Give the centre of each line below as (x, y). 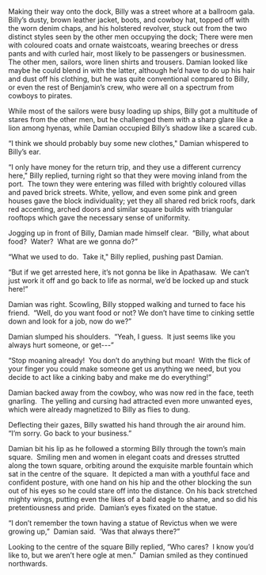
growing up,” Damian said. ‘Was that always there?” (94, 531)
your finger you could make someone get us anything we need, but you (125, 369)
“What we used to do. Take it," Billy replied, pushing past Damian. (116, 257)
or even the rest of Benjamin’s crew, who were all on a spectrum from (121, 87)
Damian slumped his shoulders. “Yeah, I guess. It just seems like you (122, 337)
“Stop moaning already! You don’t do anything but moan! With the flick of (129, 360)
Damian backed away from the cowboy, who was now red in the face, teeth (131, 393)
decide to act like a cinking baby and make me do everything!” (110, 377)
